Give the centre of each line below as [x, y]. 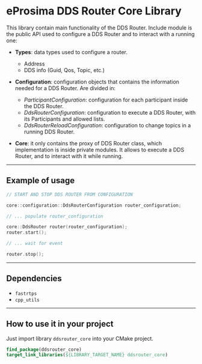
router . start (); [26, 232]
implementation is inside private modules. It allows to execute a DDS [99, 150]
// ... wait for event [35, 244]
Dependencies [34, 278]
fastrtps [26, 293]
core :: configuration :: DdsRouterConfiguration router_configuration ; [94, 205]
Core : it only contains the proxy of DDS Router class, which [88, 143]
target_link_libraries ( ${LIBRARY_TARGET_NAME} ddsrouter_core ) [87, 355]
